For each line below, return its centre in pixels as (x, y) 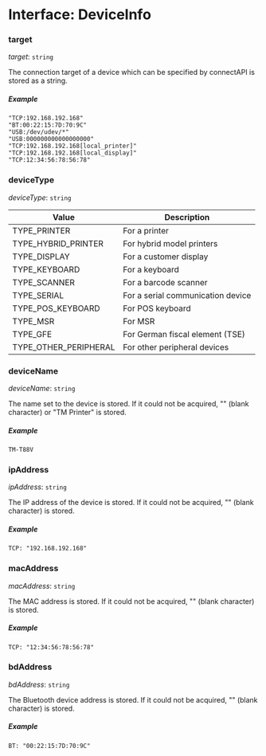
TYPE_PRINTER (41, 230)
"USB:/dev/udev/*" (39, 132)
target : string (31, 57)
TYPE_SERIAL (38, 295)
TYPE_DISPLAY (41, 257)
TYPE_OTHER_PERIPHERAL (64, 347)
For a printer (146, 230)
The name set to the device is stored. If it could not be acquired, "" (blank (129, 404)
